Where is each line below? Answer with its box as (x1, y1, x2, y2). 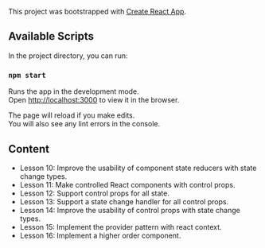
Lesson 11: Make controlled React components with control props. (19, 180, 236, 189)
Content (8, 142, 50, 156)
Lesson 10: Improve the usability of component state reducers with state (19, 163, 257, 172)
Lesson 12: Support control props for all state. (19, 188, 170, 198)
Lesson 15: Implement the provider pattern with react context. (19, 222, 222, 231)
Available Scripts (8, 29, 94, 43)
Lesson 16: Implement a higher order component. (19, 231, 181, 240)
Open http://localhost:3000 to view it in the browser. (8, 95, 180, 105)
